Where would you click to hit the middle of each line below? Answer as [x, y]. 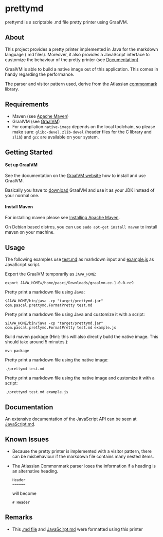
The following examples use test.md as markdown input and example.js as [80, 259]
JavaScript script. [23, 265]
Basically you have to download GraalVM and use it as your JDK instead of [80, 190]
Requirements [27, 104]
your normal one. [22, 196]
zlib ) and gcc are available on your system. [55, 137]
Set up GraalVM [21, 165]
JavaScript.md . [20, 424]
